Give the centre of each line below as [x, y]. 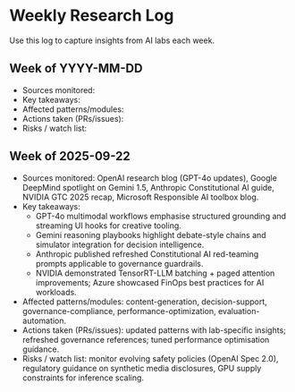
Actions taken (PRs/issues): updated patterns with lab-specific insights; [154, 330]
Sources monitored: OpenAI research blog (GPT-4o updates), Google [149, 178]
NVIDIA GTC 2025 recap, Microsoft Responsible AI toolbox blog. [140, 197]
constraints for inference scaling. [83, 378]
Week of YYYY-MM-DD [76, 68]
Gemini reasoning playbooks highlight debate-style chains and [151, 234]
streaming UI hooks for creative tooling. [108, 226]
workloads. [56, 292]
